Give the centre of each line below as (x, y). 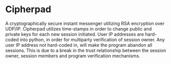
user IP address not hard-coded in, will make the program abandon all (79, 45)
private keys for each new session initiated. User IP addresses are (75, 34)
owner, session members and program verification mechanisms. (73, 56)
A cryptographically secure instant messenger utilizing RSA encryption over (85, 23)
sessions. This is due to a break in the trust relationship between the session (86, 50)
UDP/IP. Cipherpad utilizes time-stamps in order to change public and (79, 28)
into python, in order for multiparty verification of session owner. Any (92, 40)
